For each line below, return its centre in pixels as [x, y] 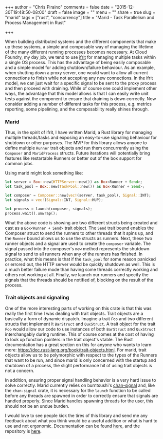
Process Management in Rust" [36, 22]
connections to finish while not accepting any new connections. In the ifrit [79, 78]
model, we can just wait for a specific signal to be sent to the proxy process [81, 83]
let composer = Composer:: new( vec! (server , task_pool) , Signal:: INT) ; [78, 196]
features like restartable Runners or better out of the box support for [73, 158]
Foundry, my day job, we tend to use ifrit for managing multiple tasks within [81, 57]
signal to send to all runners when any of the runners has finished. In [74, 254]
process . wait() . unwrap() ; [31, 213]
